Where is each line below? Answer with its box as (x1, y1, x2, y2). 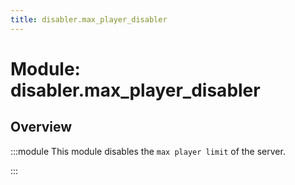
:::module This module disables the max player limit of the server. (10, 145, 286, 157)
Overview (10, 119, 73, 136)
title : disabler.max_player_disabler (10, 14, 168, 25)
